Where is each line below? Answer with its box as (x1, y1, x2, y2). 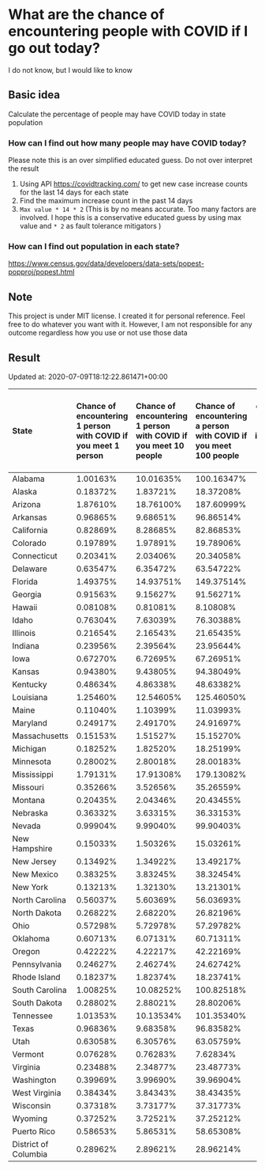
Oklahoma (12, 933, 50, 944)
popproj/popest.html (8, 267, 75, 277)
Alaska (12, 486, 38, 497)
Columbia (12, 1149, 48, 1160)
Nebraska (12, 807, 49, 818)
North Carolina (12, 894, 67, 905)
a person (195, 420, 230, 431)
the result (8, 164, 39, 173)
